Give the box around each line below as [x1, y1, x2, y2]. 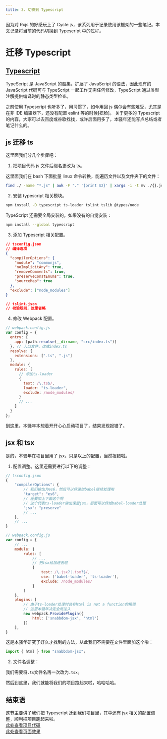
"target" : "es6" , [23, 492, 59, 496]
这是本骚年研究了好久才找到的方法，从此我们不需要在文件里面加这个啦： [5, 639, 153, 645]
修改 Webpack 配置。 [12, 315, 56, 321]
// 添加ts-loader [18, 371, 54, 377]
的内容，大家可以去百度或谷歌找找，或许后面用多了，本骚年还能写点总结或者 [5, 116, 162, 122]
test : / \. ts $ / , [23, 380, 55, 386]
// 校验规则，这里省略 [5, 306, 46, 311]
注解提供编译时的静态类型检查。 [5, 93, 71, 99]
